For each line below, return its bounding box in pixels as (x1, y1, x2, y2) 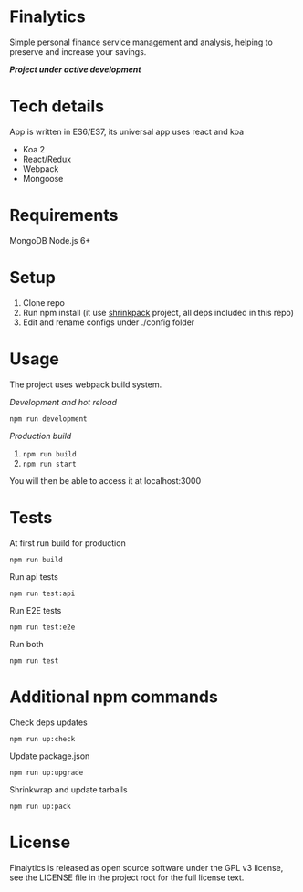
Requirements (9, 205, 119, 226)
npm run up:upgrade (9, 768, 84, 777)
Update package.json (9, 750, 90, 761)
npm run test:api (9, 589, 76, 598)
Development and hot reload (9, 396, 117, 407)
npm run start (22, 459, 77, 468)
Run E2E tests (9, 604, 62, 615)
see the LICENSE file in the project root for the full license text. (9, 872, 245, 883)
